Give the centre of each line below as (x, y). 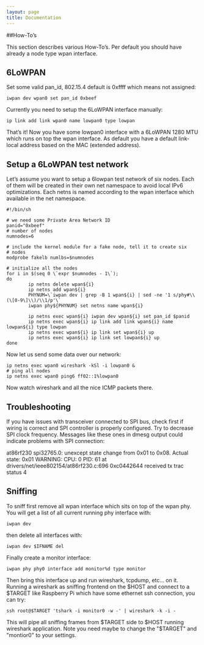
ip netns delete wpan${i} (61, 284)
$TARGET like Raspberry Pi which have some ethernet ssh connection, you (101, 593)
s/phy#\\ (184, 295)
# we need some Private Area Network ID (59, 220)
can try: (16, 599)
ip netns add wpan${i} (57, 290)
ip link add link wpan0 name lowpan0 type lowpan (71, 121)
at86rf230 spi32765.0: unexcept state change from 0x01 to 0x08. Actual (97, 453)
